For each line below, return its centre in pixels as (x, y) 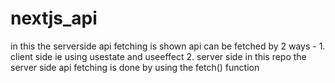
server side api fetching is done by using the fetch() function (135, 67)
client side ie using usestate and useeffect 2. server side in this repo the (158, 56)
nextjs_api (54, 18)
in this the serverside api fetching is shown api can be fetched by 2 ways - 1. (168, 46)
